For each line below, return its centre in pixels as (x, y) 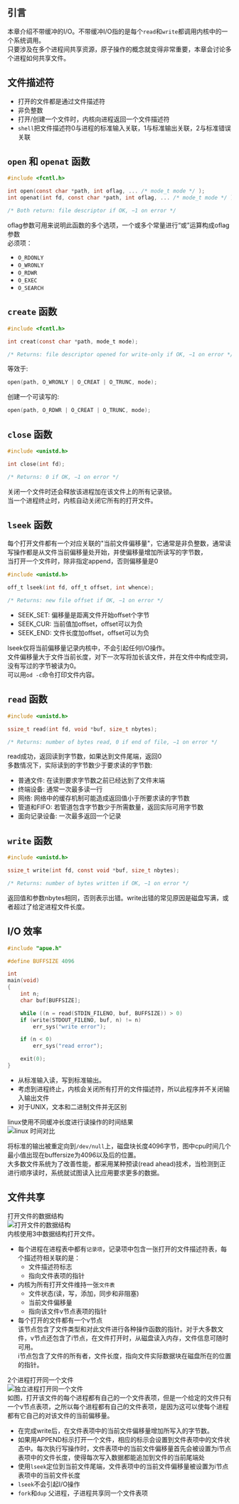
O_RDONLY (31, 258)
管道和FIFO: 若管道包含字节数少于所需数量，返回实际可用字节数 (111, 807)
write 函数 (30, 841)
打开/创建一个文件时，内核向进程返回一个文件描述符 (94, 119)
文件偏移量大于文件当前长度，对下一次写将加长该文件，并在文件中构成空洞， (119, 657)
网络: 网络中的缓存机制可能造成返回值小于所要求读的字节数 (103, 798)
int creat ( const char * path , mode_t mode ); (73, 341)
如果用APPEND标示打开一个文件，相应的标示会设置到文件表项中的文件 (121, 1439)
